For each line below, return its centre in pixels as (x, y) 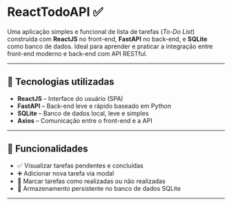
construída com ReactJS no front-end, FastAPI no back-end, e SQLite (107, 39)
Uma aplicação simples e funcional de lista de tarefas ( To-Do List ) (101, 31)
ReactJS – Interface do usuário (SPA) (70, 98)
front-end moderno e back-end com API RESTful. (77, 53)
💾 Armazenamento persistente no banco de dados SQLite (99, 188)
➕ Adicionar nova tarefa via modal (66, 173)
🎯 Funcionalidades (48, 149)
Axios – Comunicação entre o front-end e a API (85, 120)
